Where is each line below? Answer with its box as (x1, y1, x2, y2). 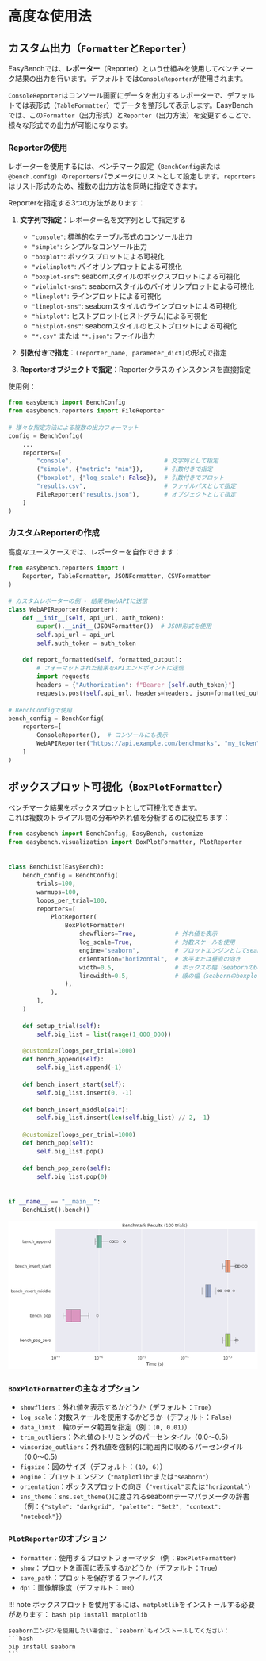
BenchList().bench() (22, 1206, 90, 1214)
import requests (36, 673, 90, 681)
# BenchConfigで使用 (8, 706, 73, 714)
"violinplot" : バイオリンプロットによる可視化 (31, 262, 182, 271)
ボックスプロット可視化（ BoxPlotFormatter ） (8, 781, 229, 794)
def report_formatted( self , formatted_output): (22, 656, 182, 664)
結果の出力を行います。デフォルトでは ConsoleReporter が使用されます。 (14, 74, 248, 83)
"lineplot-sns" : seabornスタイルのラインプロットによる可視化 (31, 301, 237, 311)
